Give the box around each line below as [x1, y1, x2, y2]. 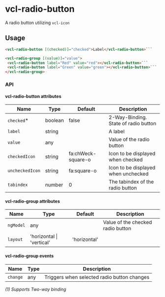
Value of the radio [109, 136, 150, 143]
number [45, 182, 63, 189]
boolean [45, 117, 64, 124]
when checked [109, 156, 143, 163]
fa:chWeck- [68, 150, 97, 157]
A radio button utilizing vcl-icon [5, 20, 70, 26]
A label [109, 128, 125, 135]
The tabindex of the [109, 178, 154, 185]
